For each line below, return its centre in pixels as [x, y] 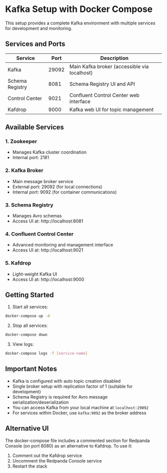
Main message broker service [43, 181]
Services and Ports [35, 44]
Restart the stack [30, 466]
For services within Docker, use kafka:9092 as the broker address [79, 413]
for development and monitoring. [39, 28]
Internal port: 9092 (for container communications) [64, 192]
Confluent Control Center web [104, 95]
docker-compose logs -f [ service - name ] [46, 354]
